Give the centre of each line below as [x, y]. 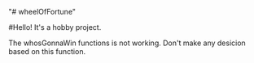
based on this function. [47, 51]
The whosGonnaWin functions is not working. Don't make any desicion [127, 43]
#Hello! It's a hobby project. [55, 27]
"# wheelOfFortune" [42, 12]
